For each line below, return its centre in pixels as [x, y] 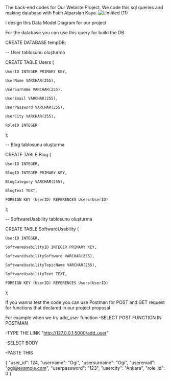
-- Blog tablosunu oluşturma [35, 145]
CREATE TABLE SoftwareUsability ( [42, 229]
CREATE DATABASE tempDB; [36, 42]
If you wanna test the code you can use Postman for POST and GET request [85, 302]
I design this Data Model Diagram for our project [56, 23]
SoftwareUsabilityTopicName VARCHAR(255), [51, 265]
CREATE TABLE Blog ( [28, 154]
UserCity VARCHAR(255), [31, 116]
